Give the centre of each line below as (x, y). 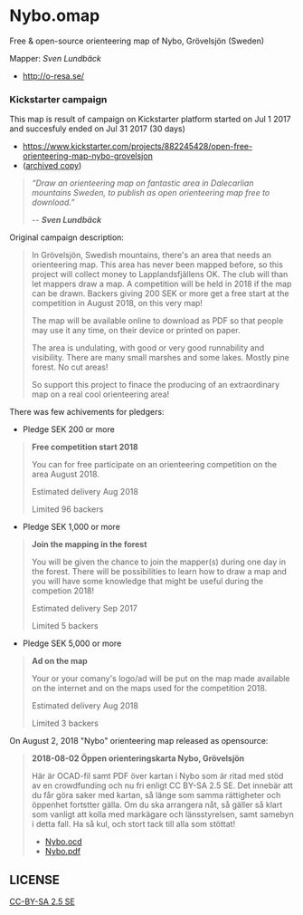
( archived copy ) (52, 166)
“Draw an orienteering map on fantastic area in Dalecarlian (142, 183)
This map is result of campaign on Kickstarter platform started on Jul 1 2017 (150, 120)
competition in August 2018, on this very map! (117, 303)
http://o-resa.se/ (53, 76)
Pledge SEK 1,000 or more (71, 527)
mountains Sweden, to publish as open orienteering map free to (151, 193)
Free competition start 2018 (85, 447)
